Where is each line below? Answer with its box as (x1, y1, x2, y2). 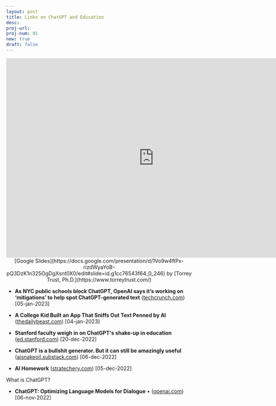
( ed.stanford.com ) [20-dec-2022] (14, 335, 97, 343)
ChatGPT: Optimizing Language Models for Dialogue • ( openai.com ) (14, 388, 184, 395)
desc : (6, 20, 19, 25)
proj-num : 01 (6, 31, 38, 37)
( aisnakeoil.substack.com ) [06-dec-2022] (14, 353, 117, 360)
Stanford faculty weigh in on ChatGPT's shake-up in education (14, 329, 172, 336)
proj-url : (6, 25, 31, 31)
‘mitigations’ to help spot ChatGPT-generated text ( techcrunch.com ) (14, 294, 185, 301)
